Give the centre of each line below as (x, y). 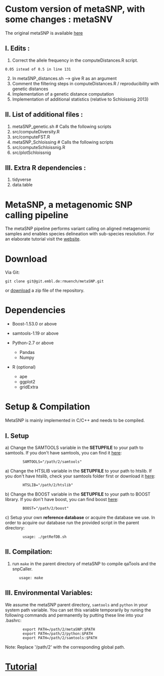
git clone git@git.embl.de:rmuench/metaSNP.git (55, 281)
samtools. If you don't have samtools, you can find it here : (64, 452)
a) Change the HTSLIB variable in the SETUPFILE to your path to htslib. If (78, 471)
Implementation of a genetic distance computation (63, 94)
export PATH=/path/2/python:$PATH (58, 633)
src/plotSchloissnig (32, 152)
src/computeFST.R (31, 137)
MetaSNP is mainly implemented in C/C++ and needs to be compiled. (75, 421)
